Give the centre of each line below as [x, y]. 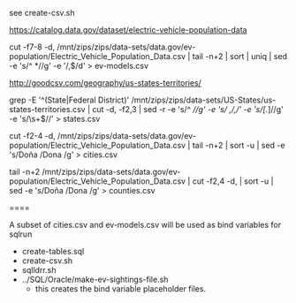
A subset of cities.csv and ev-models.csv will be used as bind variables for [145, 225]
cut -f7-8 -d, [32, 47]
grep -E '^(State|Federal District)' [69, 100]
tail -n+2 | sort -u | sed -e [239, 145]
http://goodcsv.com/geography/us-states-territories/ [105, 83]
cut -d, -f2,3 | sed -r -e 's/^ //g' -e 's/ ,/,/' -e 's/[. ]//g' [188, 109]
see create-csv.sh [42, 13]
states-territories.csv [47, 109]
